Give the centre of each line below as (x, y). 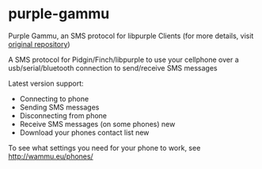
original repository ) (39, 44)
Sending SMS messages (59, 107)
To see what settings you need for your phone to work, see (104, 148)
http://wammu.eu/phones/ (51, 156)
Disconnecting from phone (63, 115)
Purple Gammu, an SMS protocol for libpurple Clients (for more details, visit (131, 36)
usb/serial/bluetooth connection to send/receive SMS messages (113, 67)
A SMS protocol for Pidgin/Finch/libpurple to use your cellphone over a (123, 60)
